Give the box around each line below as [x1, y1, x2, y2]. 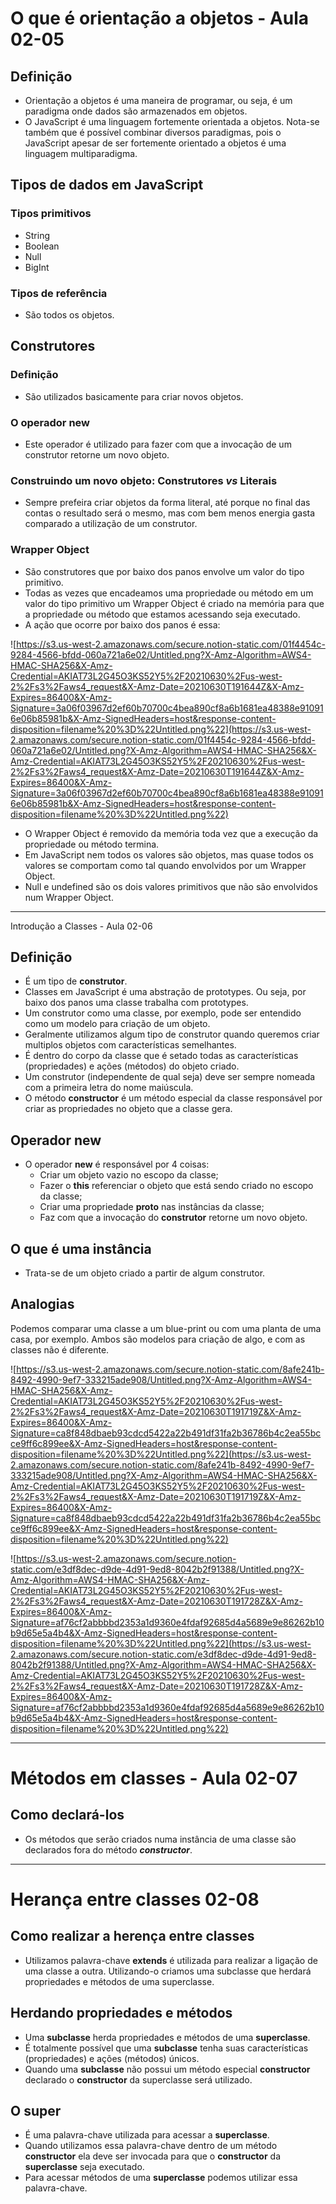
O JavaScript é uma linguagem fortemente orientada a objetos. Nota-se [24, 116, 320, 127]
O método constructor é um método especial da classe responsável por [24, 1092, 323, 1104]
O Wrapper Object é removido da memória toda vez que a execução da [24, 827, 319, 839]
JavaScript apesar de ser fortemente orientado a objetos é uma [24, 137, 287, 149]
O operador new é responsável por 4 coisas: [24, 1158, 210, 1171]
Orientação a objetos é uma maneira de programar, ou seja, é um [24, 95, 293, 106]
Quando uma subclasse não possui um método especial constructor [24, 2063, 311, 2075]
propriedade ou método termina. [24, 838, 160, 850]
